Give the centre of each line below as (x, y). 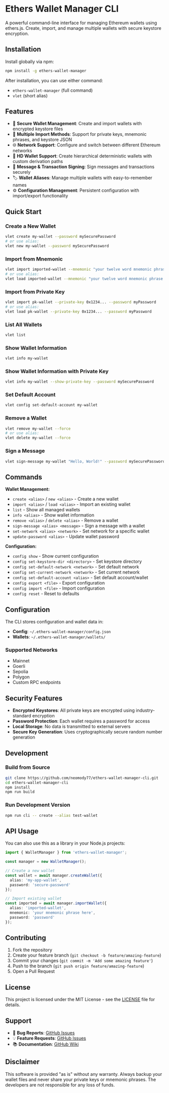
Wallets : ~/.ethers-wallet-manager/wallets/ (59, 637)
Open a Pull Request (34, 971)
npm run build (20, 792)
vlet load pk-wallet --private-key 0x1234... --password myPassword (78, 311)
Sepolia (20, 671)
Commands (24, 477)
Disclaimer (22, 1062)
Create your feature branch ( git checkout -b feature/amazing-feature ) (87, 955)
